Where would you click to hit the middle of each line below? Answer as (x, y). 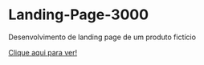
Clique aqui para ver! (43, 52)
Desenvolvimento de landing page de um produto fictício (102, 37)
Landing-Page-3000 (79, 15)
